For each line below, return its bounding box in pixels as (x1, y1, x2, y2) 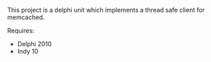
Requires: (7, 27, 35, 34)
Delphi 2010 (17, 40, 52, 48)
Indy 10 (17, 48, 38, 55)
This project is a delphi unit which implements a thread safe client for (7, 6, 205, 14)
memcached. (7, 13, 45, 21)
